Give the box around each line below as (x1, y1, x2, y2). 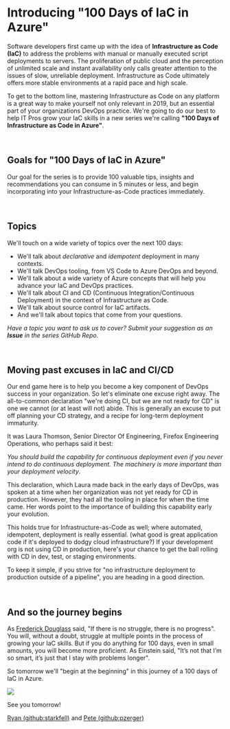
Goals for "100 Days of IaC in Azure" (7, 155, 166, 166)
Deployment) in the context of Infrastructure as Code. (16, 295, 170, 304)
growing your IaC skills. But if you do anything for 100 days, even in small (7, 639, 214, 647)
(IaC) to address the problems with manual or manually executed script (7, 49, 208, 58)
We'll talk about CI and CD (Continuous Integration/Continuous (16, 289, 194, 297)
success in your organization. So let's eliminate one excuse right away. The (7, 390, 220, 398)
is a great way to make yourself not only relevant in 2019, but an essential (7, 99, 215, 107)
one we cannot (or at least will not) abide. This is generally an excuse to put (7, 404, 221, 413)
